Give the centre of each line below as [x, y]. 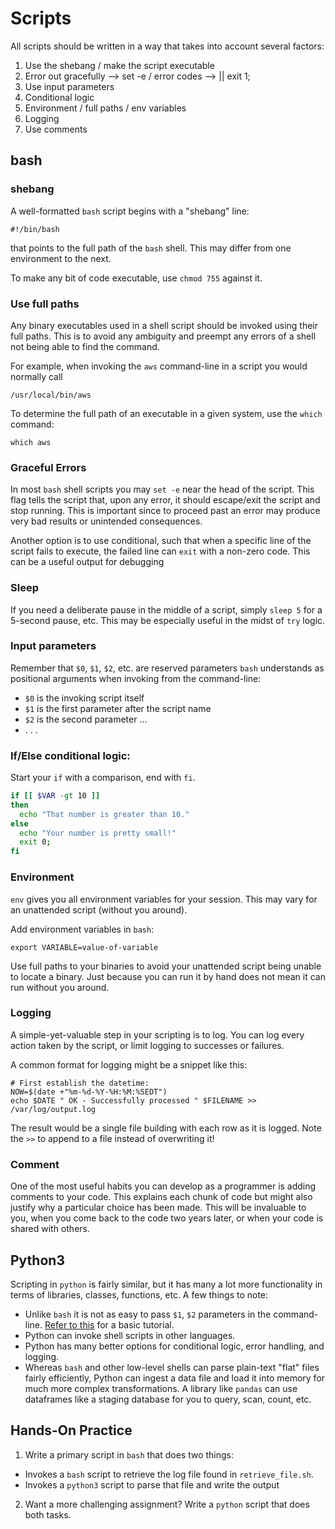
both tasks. [48, 1514]
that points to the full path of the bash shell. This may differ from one [151, 248]
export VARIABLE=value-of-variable [84, 947]
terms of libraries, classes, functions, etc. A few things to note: [139, 1294]
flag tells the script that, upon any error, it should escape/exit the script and [165, 500]
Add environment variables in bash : [82, 929]
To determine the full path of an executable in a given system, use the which [166, 413]
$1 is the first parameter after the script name [118, 708]
